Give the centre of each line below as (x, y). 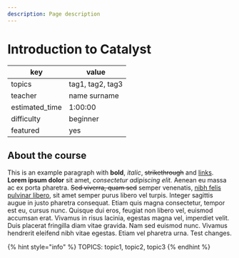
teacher (24, 96)
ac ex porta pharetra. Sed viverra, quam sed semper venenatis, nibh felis (114, 188)
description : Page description (54, 14)
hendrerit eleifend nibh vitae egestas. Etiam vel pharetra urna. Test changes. (119, 233)
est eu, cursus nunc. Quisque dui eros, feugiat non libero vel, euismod (110, 210)
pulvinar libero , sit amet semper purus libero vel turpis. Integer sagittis (110, 195)
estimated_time (36, 107)
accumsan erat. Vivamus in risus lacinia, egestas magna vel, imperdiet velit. (118, 218)
